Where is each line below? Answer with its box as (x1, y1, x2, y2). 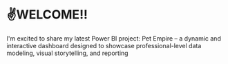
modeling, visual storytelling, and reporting (6, 49, 129, 57)
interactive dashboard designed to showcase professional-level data (6, 41, 202, 50)
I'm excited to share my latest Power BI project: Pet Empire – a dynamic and (6, 34, 222, 43)
